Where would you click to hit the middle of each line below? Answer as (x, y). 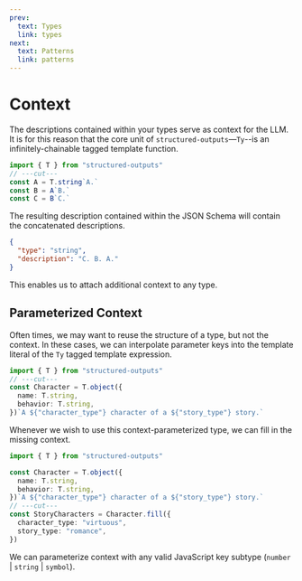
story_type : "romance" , (62, 531)
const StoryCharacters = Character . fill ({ (90, 515)
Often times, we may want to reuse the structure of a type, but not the (139, 334)
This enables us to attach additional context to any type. (114, 285)
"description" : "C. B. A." (68, 259)
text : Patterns (46, 52)
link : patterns (46, 60)
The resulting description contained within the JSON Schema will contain (145, 216)
